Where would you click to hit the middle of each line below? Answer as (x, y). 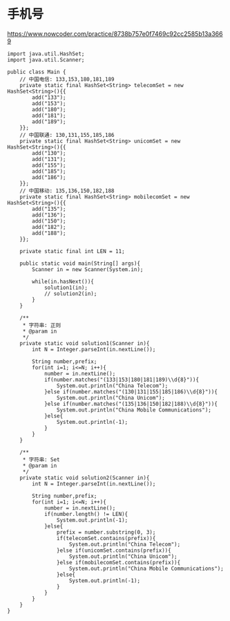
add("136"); (49, 215)
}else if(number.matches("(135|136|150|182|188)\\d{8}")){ (131, 404)
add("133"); (49, 98)
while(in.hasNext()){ (63, 281)
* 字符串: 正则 (41, 325)
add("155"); (49, 165)
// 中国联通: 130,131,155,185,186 (67, 135)
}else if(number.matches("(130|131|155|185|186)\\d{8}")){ (131, 391)
